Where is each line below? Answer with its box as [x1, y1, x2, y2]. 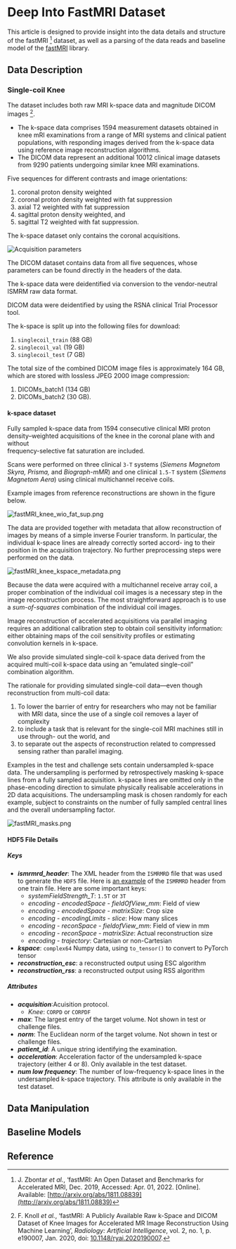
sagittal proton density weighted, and [17, 210, 126, 219]
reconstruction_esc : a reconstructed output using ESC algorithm [17, 959, 206, 967]
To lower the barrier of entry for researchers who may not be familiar [17, 702, 217, 711]
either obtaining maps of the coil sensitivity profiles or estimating [7, 632, 195, 640]
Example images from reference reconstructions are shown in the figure [7, 489, 216, 498]
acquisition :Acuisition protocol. [17, 999, 110, 1009]
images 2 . [7, 108, 35, 118]
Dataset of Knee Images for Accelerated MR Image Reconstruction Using [17, 1219, 229, 1227]
